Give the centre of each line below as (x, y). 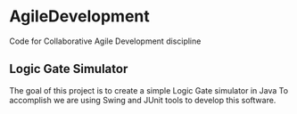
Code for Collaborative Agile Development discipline (105, 41)
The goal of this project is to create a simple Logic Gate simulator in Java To (148, 90)
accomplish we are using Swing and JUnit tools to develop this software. (143, 100)
